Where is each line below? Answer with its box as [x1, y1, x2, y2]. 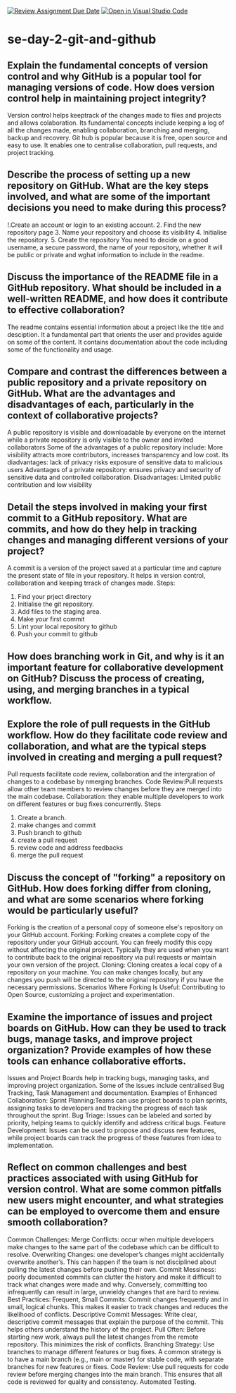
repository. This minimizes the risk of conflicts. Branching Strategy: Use [7, 1339, 215, 1349]
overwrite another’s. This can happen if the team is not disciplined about [7, 1258, 216, 1266]
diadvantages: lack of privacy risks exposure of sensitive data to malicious [7, 458, 223, 466]
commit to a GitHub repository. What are [7, 512, 188, 524]
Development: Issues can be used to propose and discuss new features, [7, 1126, 216, 1134]
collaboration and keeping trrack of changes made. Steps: [7, 578, 176, 588]
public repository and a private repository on [7, 377, 207, 389]
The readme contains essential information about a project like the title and [7, 323, 224, 331]
